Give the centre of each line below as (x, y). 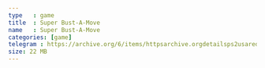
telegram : (26, 45)
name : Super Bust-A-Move (54, 30)
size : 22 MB (28, 52)
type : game (32, 15)
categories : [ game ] (40, 37)
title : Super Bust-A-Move (54, 23)
